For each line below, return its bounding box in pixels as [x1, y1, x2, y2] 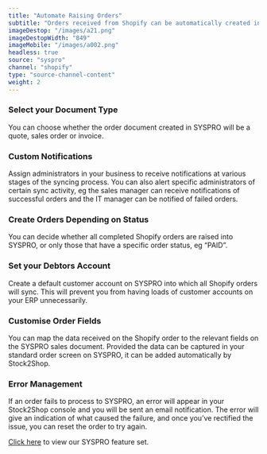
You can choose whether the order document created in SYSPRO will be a [8, 122, 250, 132]
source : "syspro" [8, 56, 66, 64]
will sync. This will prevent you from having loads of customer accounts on [8, 287, 253, 297]
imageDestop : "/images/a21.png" [8, 26, 115, 34]
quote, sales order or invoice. [8, 130, 104, 140]
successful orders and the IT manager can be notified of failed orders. [8, 194, 238, 204]
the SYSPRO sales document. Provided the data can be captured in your [8, 341, 245, 351]
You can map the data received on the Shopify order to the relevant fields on [8, 333, 259, 343]
